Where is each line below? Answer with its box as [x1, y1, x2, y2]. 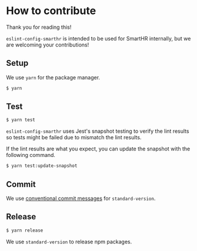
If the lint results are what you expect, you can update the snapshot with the [6, 145, 191, 152]
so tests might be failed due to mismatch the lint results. [6, 134, 142, 141]
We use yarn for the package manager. [6, 73, 101, 81]
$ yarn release [6, 227, 44, 233]
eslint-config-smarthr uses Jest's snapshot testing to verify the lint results [6, 128, 189, 135]
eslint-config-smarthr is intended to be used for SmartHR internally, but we [6, 35, 191, 42]
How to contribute [6, 4, 96, 18]
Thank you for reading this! [6, 24, 72, 31]
